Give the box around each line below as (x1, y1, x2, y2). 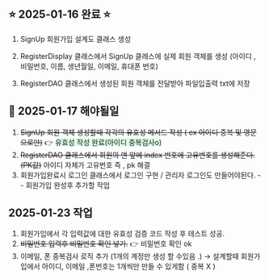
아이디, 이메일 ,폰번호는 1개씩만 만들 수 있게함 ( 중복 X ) (41, 261, 216, 272)
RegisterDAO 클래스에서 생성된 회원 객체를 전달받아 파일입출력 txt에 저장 (19, 78, 250, 88)
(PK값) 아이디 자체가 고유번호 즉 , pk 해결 (19, 160, 151, 169)
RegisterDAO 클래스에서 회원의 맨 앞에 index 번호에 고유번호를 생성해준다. (19, 150, 256, 160)
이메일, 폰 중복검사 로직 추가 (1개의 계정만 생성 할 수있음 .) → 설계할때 (19, 252, 240, 261)
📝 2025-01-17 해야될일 (8, 104, 120, 119)
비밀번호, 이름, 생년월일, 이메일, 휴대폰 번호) (19, 61, 159, 71)
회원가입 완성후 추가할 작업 (25, 180, 111, 189)
